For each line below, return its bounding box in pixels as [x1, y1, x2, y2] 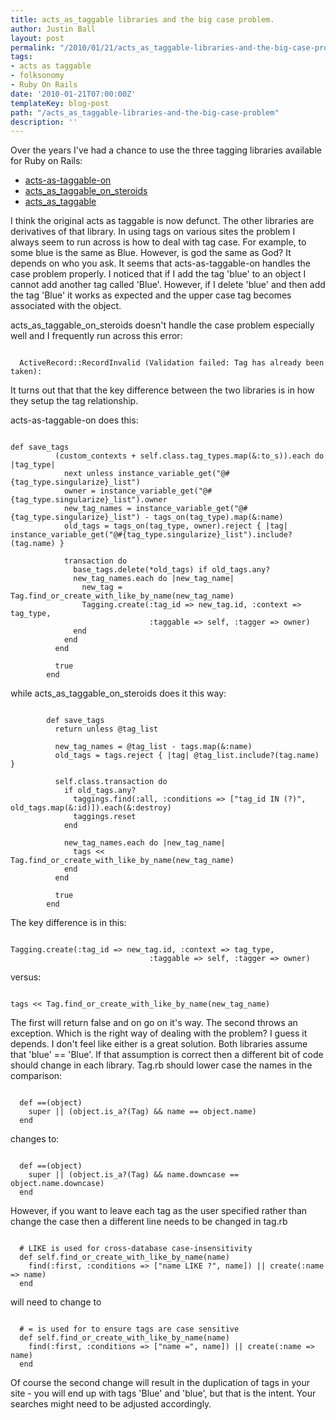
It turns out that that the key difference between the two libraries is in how [10, 384, 315, 396]
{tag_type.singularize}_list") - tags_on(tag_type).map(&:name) [10, 512, 284, 523]
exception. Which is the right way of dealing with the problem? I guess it [10, 1027, 308, 1040]
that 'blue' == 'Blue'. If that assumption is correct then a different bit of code [10, 1049, 324, 1061]
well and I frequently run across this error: [10, 330, 183, 342]
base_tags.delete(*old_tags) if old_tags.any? [73, 565, 271, 575]
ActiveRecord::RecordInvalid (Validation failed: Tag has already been [19, 358, 325, 368]
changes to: [10, 1133, 60, 1145]
